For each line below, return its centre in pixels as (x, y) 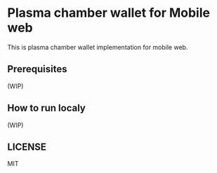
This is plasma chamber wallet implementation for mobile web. (98, 47)
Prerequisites (37, 69)
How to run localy (46, 108)
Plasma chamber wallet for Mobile (109, 13)
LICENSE (27, 147)
